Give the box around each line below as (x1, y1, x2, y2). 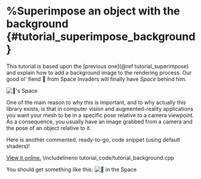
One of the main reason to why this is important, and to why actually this (6, 98, 186, 106)
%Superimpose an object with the (6, 4, 180, 18)
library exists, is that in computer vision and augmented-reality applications (6, 105, 194, 112)
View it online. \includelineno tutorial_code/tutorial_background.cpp (6, 154, 174, 161)
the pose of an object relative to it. (6, 124, 92, 131)
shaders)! (6, 142, 30, 149)
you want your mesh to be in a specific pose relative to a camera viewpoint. (6, 111, 194, 119)
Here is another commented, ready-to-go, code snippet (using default (6, 136, 180, 143)
